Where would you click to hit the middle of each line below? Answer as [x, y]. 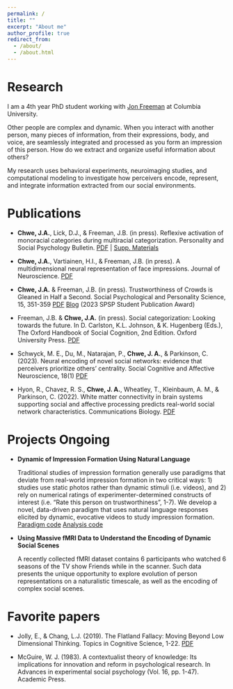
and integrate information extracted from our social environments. [102, 185]
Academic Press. [41, 679]
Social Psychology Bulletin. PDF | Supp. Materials [88, 248]
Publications [44, 213]
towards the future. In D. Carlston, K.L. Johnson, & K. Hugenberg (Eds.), [120, 325]
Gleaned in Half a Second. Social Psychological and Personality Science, [121, 296]
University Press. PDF [48, 340]
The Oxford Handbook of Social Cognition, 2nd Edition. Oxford [107, 333]
